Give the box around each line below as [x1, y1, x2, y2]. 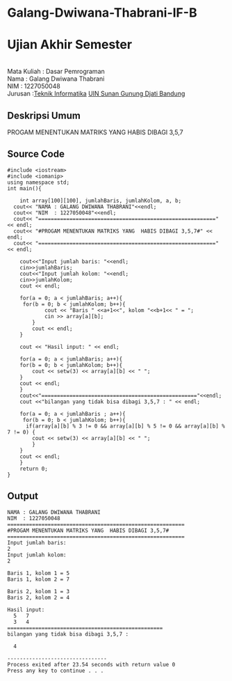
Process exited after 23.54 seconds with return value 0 [7, 661, 176, 668]
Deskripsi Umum [7, 109, 81, 121]
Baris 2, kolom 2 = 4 [7, 594, 70, 601]
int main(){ [7, 185, 42, 192]
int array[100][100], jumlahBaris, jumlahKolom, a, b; [19, 197, 182, 204]
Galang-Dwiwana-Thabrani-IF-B [7, 5, 197, 21]
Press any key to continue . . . [7, 667, 104, 674]
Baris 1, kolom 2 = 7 [7, 576, 70, 583]
